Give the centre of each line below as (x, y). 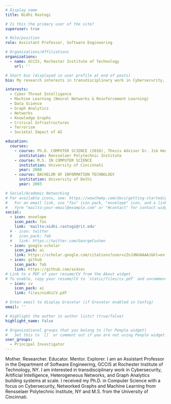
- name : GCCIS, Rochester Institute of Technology (65, 61)
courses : (19, 146)
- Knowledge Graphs (31, 118)
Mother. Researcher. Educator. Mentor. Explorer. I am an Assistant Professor (85, 359)
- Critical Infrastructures (40, 123)
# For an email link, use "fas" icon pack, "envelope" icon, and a (81, 203)
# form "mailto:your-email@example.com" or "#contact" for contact (81, 207)
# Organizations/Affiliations (37, 52)
